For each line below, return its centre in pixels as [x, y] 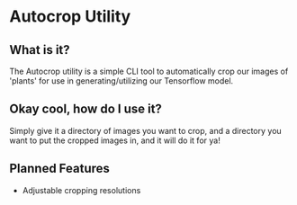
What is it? [40, 50]
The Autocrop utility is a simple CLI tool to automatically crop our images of [149, 71]
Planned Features [60, 169]
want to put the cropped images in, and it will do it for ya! [115, 140]
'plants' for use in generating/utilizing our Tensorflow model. [121, 81]
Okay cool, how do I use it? [85, 109]
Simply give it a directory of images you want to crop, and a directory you [145, 130]
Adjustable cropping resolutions [81, 190]
